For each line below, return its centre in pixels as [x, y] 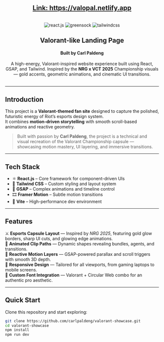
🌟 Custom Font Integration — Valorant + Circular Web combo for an [74, 275]
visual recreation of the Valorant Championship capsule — [75, 142]
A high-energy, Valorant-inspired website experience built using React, [82, 64]
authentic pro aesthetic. [29, 280]
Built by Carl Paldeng [82, 53]
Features [19, 222]
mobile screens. [21, 269]
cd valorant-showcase [27, 325]
